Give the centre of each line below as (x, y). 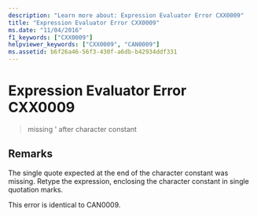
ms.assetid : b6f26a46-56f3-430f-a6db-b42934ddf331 (93, 52)
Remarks (31, 154)
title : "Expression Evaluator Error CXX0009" (84, 23)
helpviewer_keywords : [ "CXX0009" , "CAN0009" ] (84, 45)
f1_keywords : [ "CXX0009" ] (50, 37)
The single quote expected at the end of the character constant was (118, 173)
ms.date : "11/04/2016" (45, 30)
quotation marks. (36, 189)
